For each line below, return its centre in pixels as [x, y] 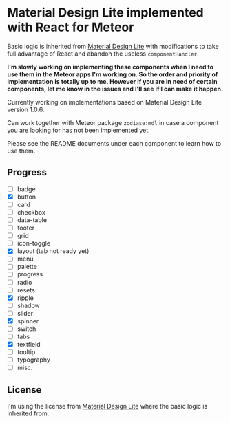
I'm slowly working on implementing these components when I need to [111, 67]
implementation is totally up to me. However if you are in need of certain [112, 81]
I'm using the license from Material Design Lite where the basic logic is [107, 406]
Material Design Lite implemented [106, 13]
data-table [32, 220]
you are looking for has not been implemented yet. [79, 130]
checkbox [31, 212]
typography [33, 360]
